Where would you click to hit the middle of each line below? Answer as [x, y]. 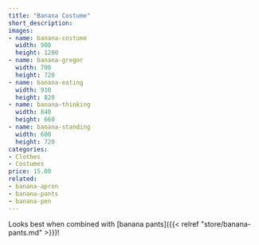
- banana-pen [30, 201]
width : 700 [33, 68]
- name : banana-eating [46, 82]
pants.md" [26, 232]
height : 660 [35, 120]
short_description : [41, 23]
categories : [28, 149]
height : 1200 [37, 53]
